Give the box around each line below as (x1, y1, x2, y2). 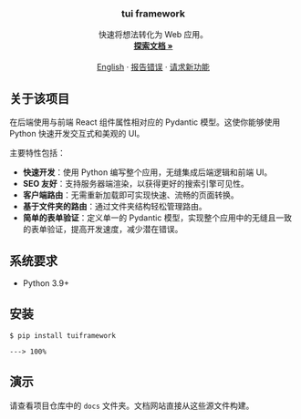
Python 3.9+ (22, 277, 70, 289)
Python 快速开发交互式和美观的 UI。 (9, 128, 145, 139)
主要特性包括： (9, 148, 66, 158)
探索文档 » (133, 40, 173, 52)
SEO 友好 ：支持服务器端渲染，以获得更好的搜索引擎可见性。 (22, 179, 249, 189)
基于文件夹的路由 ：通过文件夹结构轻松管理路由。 (22, 201, 207, 212)
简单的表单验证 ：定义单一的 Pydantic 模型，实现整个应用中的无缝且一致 (22, 212, 292, 223)
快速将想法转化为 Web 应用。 (99, 29, 208, 40)
